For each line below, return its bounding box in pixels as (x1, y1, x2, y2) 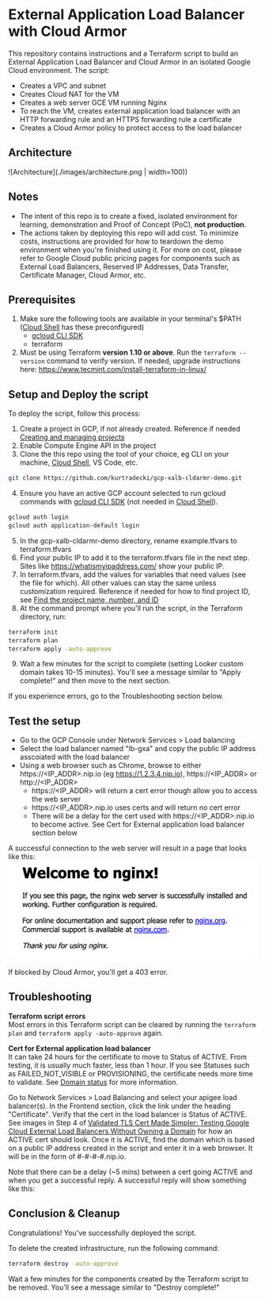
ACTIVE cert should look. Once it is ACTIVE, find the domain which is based (8, 1134, 256, 1144)
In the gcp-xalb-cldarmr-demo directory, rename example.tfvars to (19, 535, 237, 545)
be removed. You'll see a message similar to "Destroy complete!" (8, 1283, 220, 1292)
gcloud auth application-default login (8, 521, 140, 529)
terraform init (8, 628, 59, 636)
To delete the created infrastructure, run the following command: (8, 1243, 220, 1252)
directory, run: (19, 612, 66, 621)
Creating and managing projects (19, 432, 125, 442)
